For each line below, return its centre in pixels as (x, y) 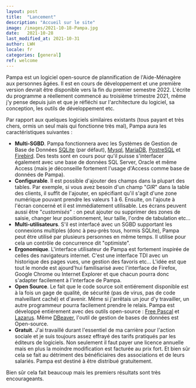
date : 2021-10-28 (30, 33)
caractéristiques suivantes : (39, 132)
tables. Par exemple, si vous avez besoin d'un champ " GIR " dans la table (102, 187)
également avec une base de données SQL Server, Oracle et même (96, 162)
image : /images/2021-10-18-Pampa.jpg (52, 28)
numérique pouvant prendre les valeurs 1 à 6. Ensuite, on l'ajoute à (95, 199)
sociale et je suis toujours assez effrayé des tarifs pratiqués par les (95, 336)
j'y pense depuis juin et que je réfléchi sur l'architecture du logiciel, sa (90, 102)
